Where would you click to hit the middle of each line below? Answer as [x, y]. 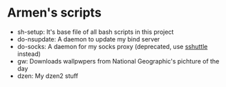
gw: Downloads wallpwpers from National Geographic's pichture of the [118, 61]
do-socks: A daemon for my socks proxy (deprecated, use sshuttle [112, 46]
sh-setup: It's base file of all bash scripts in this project [95, 32]
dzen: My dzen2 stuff [47, 76]
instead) [29, 54]
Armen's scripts [54, 13]
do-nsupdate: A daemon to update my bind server [88, 39]
